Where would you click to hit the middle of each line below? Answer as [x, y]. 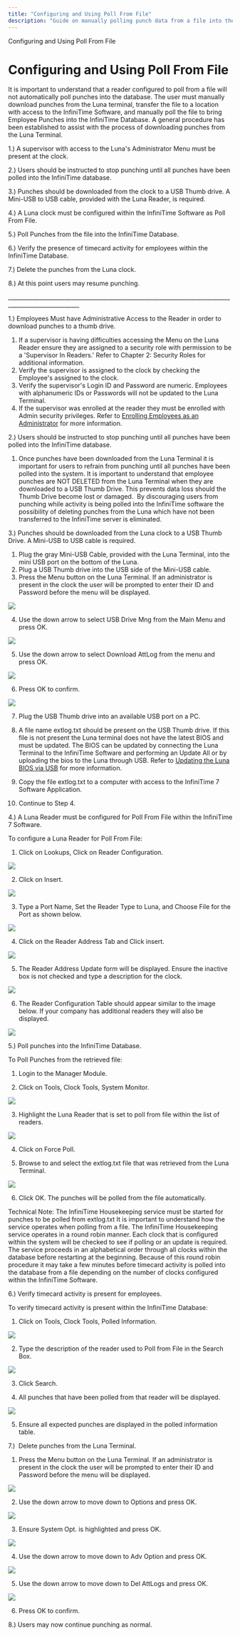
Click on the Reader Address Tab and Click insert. [91, 942]
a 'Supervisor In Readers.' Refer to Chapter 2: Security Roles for [112, 355]
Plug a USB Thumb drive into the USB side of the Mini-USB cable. [115, 570]
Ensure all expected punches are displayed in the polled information [118, 1425]
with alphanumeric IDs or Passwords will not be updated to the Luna [118, 393]
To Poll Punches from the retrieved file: [66, 1060]
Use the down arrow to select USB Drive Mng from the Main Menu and [122, 620]
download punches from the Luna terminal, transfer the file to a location [114, 105]
